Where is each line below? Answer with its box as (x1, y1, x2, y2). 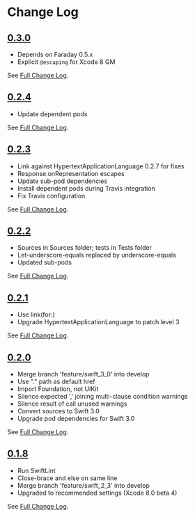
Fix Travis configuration (17, 191, 86, 200)
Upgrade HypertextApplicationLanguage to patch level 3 (17, 318, 180, 326)
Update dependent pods (17, 109, 88, 118)
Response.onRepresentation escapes (17, 169, 125, 177)
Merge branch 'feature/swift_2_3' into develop (17, 481, 150, 489)
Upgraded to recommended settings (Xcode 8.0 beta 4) (17, 488, 178, 497)
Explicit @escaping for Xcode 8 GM (17, 58, 116, 66)
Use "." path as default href (17, 377, 95, 386)
